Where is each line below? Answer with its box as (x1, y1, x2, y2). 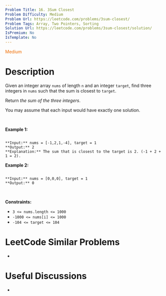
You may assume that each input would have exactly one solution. (5, 107, 141, 113)
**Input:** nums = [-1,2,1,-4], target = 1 (5, 140, 97, 145)
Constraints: (5, 198, 32, 204)
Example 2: (5, 162, 29, 168)
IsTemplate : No (5, 35, 37, 40)
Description (5, 66, 55, 78)
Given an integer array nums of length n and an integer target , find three (5, 83, 152, 89)
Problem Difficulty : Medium (5, 12, 64, 17)
